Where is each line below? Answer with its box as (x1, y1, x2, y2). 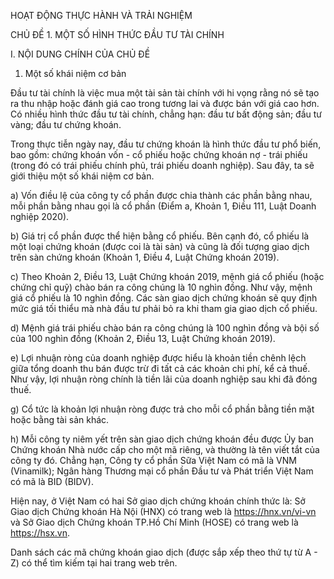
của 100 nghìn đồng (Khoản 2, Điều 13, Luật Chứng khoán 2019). (10, 333, 276, 344)
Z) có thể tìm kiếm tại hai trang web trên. (10, 557, 178, 569)
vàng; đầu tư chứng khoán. (10, 119, 122, 130)
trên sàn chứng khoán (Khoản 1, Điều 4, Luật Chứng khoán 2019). (10, 251, 280, 263)
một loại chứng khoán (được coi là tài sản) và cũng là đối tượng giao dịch (10, 241, 310, 252)
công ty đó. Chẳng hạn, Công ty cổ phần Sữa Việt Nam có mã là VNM (10, 455, 297, 466)
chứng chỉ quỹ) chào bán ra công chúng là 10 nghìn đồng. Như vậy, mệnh (10, 281, 313, 293)
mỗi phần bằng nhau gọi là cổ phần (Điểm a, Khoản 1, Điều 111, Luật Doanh (10, 200, 317, 212)
